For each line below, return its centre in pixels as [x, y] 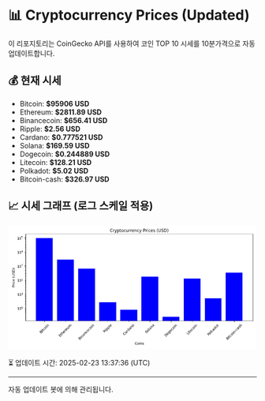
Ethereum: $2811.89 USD [61, 112]
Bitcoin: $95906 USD [54, 103]
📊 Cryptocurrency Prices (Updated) [129, 15]
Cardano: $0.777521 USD [61, 137]
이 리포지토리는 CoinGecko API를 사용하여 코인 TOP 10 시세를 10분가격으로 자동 [132, 43]
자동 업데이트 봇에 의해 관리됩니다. [61, 389]
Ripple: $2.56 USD [50, 129]
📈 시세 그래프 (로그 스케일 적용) [81, 206]
